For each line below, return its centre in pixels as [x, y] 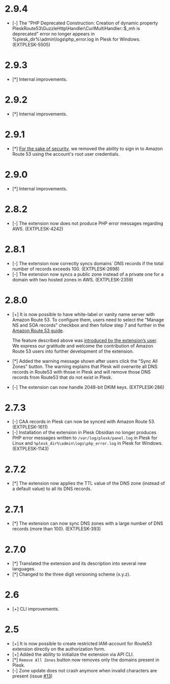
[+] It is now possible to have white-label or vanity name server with [83, 314]
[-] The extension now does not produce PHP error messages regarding [88, 223]
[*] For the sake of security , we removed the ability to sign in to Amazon [88, 149]
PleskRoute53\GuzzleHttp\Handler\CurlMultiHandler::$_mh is [76, 28]
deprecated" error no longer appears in [53, 34]
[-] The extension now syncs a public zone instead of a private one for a [88, 274]
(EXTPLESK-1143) [31, 449]
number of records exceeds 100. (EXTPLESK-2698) [66, 269]
